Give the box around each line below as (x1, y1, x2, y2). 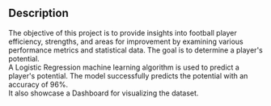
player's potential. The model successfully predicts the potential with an (8, 70, 248, 80)
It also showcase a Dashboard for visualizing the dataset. (8, 88, 199, 98)
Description (8, 6, 69, 20)
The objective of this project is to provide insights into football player (8, 28, 237, 37)
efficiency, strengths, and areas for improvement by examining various (8, 36, 244, 46)
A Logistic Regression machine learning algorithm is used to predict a (8, 62, 240, 72)
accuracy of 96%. (8, 79, 69, 89)
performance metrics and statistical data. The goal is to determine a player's (8, 45, 263, 55)
